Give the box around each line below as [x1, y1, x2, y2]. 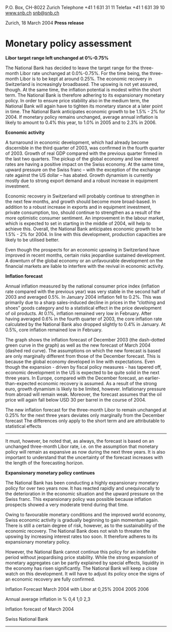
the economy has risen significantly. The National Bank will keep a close [5, 565, 158, 571]
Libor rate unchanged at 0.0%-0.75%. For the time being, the [19, 70, 149, 76]
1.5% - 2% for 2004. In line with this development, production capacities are [5, 231, 166, 237]
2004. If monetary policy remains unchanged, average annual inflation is [5, 114, 158, 120]
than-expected [5, 380, 37, 386]
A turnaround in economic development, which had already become [5, 139, 149, 146]
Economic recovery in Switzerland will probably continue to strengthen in [5, 193, 160, 199]
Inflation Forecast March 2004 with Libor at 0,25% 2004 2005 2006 [5, 586, 149, 592]
